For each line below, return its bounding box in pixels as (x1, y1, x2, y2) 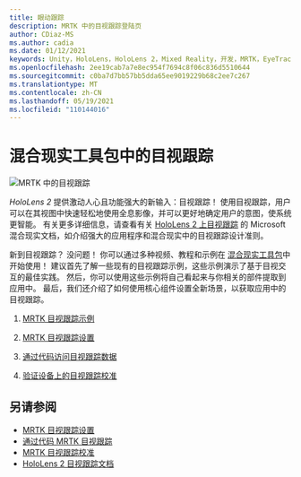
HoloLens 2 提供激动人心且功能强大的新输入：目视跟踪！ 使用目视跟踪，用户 (9, 196, 291, 207)
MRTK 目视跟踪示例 (21, 313, 95, 324)
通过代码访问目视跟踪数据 (21, 351, 117, 362)
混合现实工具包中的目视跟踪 (9, 146, 214, 167)
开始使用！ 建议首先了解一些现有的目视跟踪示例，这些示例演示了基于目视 (9, 261, 279, 272)
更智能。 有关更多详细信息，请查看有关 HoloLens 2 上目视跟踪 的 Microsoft (9, 219, 287, 230)
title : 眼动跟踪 (9, 13, 64, 22)
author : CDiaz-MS (9, 30, 74, 39)
